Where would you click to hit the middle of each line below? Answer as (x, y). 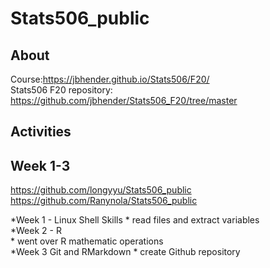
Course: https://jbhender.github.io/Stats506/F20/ (110, 79)
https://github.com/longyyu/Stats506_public (101, 190)
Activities (41, 132)
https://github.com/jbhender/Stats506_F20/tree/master (124, 100)
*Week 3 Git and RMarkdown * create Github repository (125, 252)
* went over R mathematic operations (87, 241)
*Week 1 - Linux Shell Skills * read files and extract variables (135, 220)
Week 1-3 (40, 165)
